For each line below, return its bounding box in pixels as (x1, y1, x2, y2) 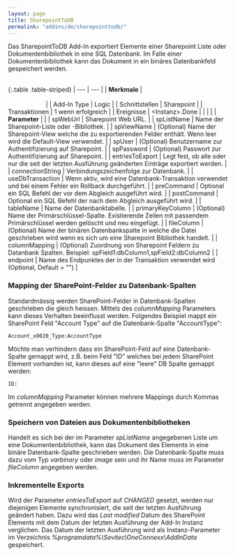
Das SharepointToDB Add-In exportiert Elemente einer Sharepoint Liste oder (8, 43, 227, 51)
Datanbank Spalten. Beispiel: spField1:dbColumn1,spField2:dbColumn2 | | (8, 248, 218, 257)
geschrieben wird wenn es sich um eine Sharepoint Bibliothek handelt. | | (8, 234, 218, 242)
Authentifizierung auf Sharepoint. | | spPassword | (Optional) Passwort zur (8, 144, 222, 153)
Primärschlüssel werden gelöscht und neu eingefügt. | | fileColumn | (8, 219, 204, 227)
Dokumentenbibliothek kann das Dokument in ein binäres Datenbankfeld (8, 57, 216, 66)
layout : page (8, 10, 46, 17)
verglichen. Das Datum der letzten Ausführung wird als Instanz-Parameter (8, 526, 220, 534)
